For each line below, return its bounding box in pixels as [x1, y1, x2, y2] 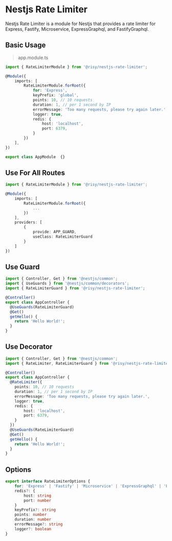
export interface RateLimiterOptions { [5, 479, 91, 484]
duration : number [14, 517, 52, 522]
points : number [14, 512, 47, 517]
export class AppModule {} [5, 154, 66, 159]
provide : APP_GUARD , [32, 230, 77, 235]
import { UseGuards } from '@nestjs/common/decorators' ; [5, 281, 130, 286]
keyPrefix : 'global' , [32, 93, 79, 98]
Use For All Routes [5, 168, 66, 177]
